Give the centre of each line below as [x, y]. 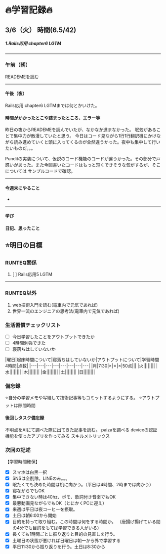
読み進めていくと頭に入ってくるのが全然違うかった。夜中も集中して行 [85, 142]
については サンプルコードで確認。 [40, 171]
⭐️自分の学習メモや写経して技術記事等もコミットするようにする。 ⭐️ [74, 398]
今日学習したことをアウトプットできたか [53, 336]
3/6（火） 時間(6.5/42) [41, 30]
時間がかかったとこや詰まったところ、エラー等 [53, 118]
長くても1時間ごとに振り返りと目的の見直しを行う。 [65, 534]
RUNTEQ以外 [21, 293]
